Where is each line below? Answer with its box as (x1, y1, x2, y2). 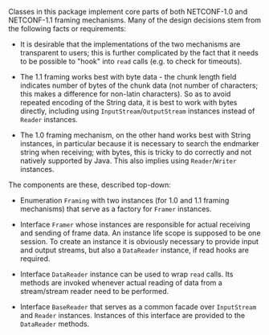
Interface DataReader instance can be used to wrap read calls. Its (19, 269, 234, 279)
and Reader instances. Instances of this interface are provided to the (19, 311, 246, 320)
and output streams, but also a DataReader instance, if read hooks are (19, 245, 249, 255)
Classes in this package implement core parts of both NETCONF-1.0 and (8, 7, 247, 16)
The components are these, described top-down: (8, 180, 171, 190)
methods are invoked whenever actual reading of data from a (19, 278, 222, 288)
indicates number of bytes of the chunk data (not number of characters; (19, 80, 259, 90)
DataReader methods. (19, 319, 90, 329)
